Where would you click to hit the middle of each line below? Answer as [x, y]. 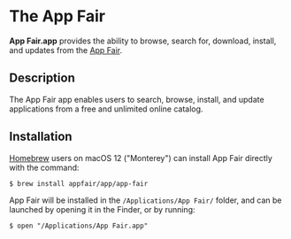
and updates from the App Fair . [65, 50]
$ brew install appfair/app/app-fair [79, 183]
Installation [41, 137]
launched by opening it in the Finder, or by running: [103, 209]
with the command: [44, 167]
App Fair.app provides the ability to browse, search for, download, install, [143, 41]
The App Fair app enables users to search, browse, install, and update [137, 99]
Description [42, 78]
